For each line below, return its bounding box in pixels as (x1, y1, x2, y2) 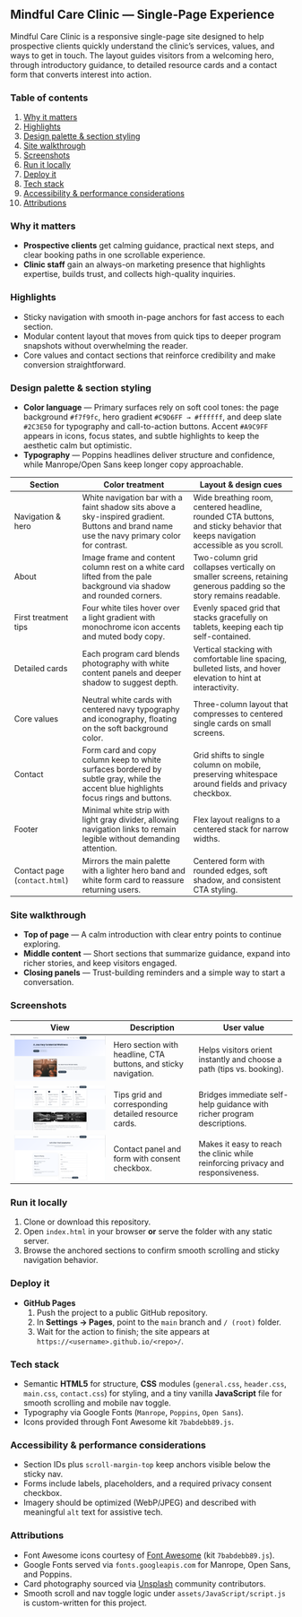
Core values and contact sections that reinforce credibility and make (22, 350, 276, 360)
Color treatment (103, 479, 165, 489)
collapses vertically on (193, 562, 276, 572)
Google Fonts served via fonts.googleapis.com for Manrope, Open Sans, (22, 1559, 291, 1569)
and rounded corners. (82, 591, 162, 601)
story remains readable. (193, 591, 280, 601)
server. (22, 1236, 50, 1247)
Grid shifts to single (193, 749, 265, 760)
